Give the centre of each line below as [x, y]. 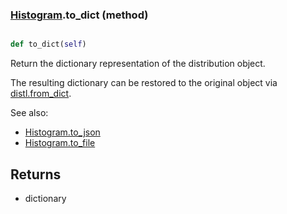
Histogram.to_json [62, 132]
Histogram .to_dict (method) [79, 15]
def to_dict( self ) [48, 44]
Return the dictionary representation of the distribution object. [138, 64]
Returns [36, 174]
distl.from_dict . [41, 94]
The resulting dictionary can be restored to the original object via [144, 83]
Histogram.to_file [60, 143]
